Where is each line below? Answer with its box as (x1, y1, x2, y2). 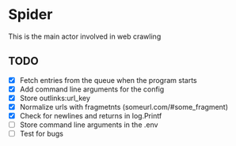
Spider (8, 6, 53, 24)
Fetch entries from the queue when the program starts (19, 75, 197, 84)
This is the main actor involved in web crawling (8, 32, 162, 41)
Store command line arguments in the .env (19, 120, 158, 129)
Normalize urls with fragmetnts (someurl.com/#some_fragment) (19, 102, 228, 111)
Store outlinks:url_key (19, 93, 91, 103)
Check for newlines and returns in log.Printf (19, 111, 162, 120)
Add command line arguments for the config (19, 84, 165, 94)
